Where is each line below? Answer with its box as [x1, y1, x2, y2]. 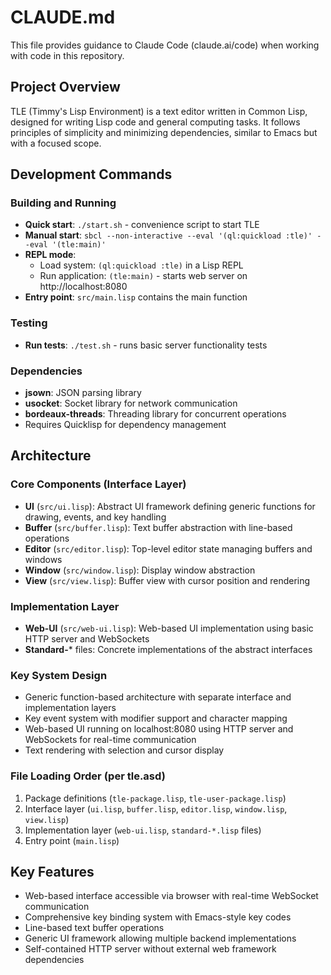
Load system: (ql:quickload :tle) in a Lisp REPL [39, 259, 244, 271]
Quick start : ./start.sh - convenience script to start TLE [24, 219, 260, 231]
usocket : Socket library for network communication [24, 397, 238, 410]
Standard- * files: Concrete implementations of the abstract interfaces [24, 644, 313, 656]
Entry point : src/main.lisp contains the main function [24, 291, 248, 303]
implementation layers [24, 702, 117, 714]
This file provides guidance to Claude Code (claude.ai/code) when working [10, 39, 320, 51]
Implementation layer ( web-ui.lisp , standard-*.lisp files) [24, 824, 262, 836]
